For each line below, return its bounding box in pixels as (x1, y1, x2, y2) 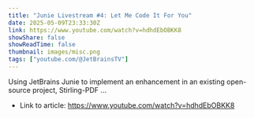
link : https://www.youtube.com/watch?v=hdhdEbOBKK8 (8, 26, 181, 34)
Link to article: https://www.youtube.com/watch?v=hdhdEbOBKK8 (19, 100, 235, 110)
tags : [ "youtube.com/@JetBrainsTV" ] (8, 56, 129, 64)
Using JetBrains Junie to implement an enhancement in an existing (8, 76, 225, 87)
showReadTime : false (8, 41, 77, 49)
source (8, 85, 32, 94)
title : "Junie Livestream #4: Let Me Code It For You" (8, 11, 192, 20)
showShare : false (8, 33, 65, 42)
